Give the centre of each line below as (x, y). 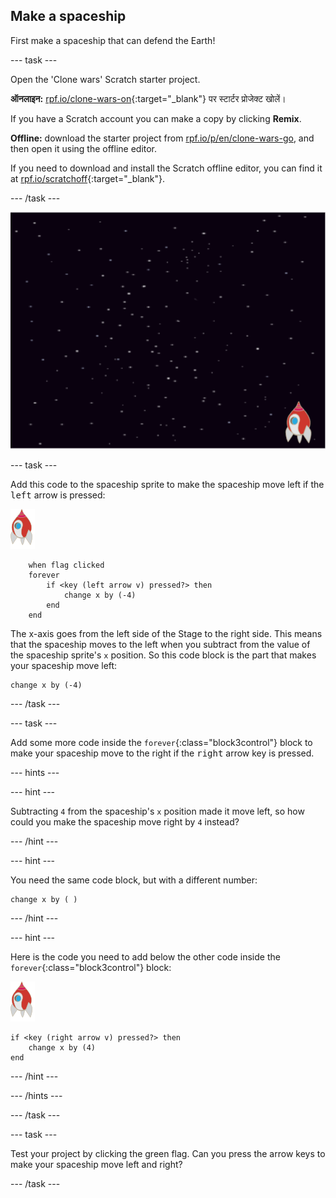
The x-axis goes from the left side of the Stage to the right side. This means (166, 634)
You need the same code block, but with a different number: (134, 880)
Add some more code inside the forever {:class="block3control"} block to (161, 743)
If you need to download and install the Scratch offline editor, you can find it (166, 168)
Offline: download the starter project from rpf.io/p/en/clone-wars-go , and (162, 138)
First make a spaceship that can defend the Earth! (113, 40)
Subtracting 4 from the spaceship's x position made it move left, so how (157, 811)
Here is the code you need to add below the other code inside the (145, 957)
